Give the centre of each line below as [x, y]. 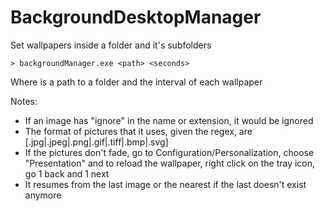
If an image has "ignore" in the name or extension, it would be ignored [169, 120]
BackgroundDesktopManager [136, 17]
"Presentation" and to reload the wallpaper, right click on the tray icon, [170, 163]
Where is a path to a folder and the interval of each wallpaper [136, 82]
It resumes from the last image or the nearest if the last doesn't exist [165, 184]
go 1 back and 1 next [67, 173]
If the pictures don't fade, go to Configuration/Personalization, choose [169, 152]
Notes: [24, 101]
